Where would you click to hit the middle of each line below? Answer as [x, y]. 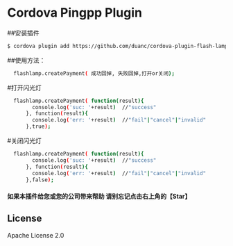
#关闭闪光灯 [24, 141]
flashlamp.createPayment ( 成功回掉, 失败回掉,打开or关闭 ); [94, 73]
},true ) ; [38, 126]
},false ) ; [40, 180]
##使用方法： [26, 60]
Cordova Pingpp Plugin [75, 13]
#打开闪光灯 [24, 88]
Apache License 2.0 [36, 235]
